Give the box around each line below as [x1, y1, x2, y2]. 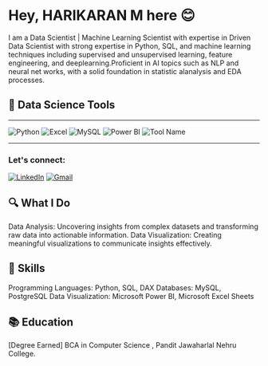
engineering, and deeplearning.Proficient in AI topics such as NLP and [8, 58, 239, 68]
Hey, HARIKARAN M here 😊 [8, 6, 195, 25]
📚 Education [8, 316, 74, 329]
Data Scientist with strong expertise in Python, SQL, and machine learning [8, 41, 251, 50]
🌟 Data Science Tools [8, 98, 116, 112]
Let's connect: [8, 154, 66, 165]
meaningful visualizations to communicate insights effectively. [8, 238, 213, 248]
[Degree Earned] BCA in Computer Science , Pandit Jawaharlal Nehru [8, 340, 237, 350]
